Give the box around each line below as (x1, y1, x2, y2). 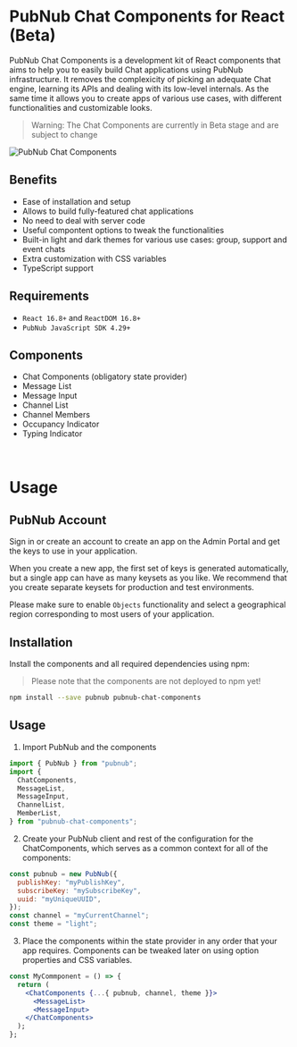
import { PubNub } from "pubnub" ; (9, 758, 138, 768)
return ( (17, 980, 50, 989)
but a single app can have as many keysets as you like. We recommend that (9, 572, 287, 583)
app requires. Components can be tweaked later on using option (21, 945, 260, 956)
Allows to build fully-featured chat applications (21, 206, 194, 216)
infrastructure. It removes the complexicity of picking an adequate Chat (9, 73, 272, 84)
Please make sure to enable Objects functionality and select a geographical (9, 599, 286, 610)
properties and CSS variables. (21, 955, 133, 965)
